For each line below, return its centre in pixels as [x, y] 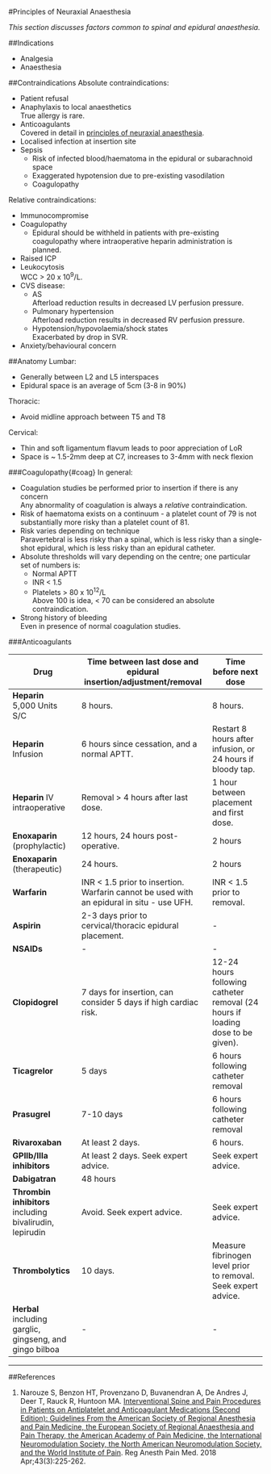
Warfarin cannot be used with [137, 893]
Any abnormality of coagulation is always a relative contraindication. [133, 505]
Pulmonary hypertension [73, 311]
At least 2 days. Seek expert [134, 1156]
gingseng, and [40, 1339]
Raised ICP [38, 258]
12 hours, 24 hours [118, 836]
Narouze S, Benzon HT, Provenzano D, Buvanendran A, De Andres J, [134, 1392]
